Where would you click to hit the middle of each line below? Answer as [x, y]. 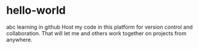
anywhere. [19, 39]
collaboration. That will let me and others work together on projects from [96, 33]
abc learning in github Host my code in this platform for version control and [99, 27]
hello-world [36, 10]
